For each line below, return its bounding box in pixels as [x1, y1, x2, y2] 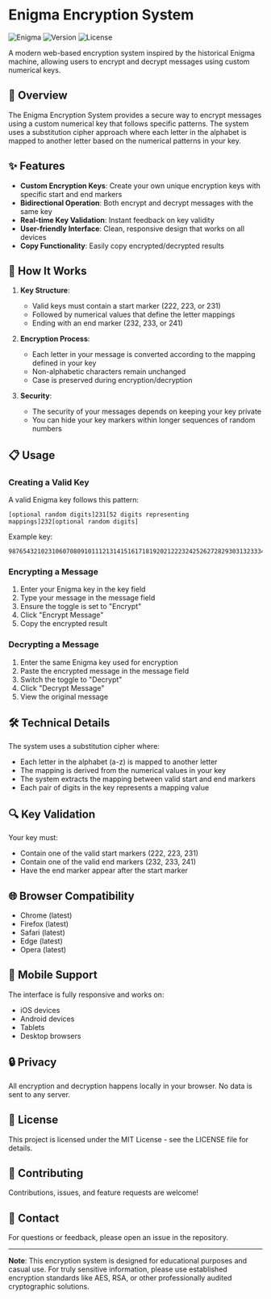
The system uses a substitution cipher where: [8, 742, 160, 751]
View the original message [19, 692, 109, 701]
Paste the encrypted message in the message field [19, 666, 190, 675]
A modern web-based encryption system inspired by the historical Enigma [8, 48, 256, 57]
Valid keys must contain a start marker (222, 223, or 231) [31, 301, 222, 311]
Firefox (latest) [19, 919, 69, 929]
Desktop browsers [19, 1031, 81, 1040]
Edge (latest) [19, 936, 63, 946]
